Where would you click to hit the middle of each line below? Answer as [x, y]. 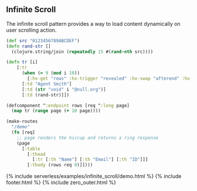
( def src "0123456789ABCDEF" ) [43, 40]
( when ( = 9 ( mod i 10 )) [51, 73]
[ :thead [36, 154]
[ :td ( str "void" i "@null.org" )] [64, 89]
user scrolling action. [31, 30]
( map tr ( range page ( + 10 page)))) [56, 111]
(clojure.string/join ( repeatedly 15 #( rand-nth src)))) [82, 52]
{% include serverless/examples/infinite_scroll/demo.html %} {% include [94, 176]
